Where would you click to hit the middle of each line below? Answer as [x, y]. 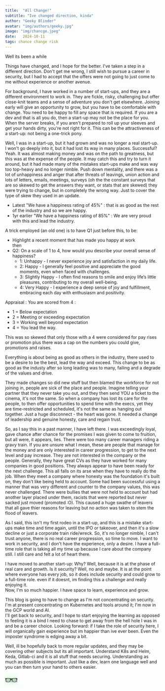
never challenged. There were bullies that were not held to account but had [81, 492]
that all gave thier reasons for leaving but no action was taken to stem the [80, 507]
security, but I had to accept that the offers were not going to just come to [80, 76]
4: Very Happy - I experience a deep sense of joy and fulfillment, [85, 287]
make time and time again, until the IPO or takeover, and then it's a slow [86, 528]
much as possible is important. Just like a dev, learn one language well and [81, 662]
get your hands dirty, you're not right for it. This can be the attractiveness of [82, 128]
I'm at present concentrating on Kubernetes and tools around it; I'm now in [81, 605]
